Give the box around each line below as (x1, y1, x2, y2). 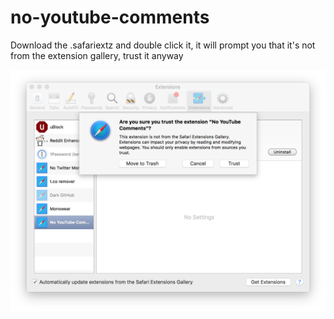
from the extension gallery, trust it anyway (10, 49, 184, 61)
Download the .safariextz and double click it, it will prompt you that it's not (10, 39, 316, 51)
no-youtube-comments (10, 6, 210, 29)
